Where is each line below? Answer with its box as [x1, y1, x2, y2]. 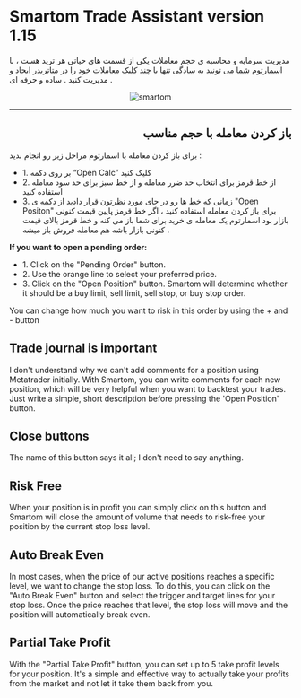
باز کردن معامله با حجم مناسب [142, 126, 292, 141]
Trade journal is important [9, 341, 158, 356]
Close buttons [9, 428, 90, 443]
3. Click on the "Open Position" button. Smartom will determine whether [21, 278, 288, 289]
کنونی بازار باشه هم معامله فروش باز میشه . [21, 224, 170, 235]
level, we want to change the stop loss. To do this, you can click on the [9, 580, 271, 591]
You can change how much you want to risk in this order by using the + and [9, 305, 288, 316]
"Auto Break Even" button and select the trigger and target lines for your [9, 590, 276, 600]
